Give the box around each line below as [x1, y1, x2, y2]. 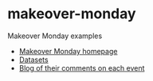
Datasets [18, 55, 49, 64]
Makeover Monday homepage [18, 46, 118, 56]
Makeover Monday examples [7, 31, 103, 40]
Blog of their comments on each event [18, 63, 145, 72]
